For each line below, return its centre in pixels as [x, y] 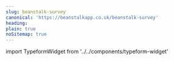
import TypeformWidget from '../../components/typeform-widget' [87, 51]
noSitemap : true [26, 34]
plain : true [21, 29]
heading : [17, 23]
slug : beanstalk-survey [36, 12]
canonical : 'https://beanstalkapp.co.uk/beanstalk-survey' [82, 18]
